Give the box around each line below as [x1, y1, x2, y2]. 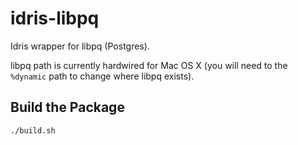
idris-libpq [10, 7, 100, 30]
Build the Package [10, 99, 125, 116]
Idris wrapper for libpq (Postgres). [10, 40, 150, 52]
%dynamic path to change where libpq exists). [10, 70, 195, 82]
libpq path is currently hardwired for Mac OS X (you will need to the [10, 59, 288, 71]
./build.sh [10, 125, 56, 136]
